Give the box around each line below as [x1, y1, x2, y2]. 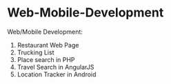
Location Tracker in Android [17, 70, 97, 78]
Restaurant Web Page [17, 41, 79, 49]
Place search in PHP [17, 55, 75, 63]
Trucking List [17, 48, 54, 56]
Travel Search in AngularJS [17, 63, 94, 71]
